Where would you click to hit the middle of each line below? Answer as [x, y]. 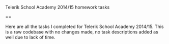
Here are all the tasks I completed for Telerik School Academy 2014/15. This [84, 26]
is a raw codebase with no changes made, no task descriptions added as [82, 32]
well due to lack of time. [30, 37]
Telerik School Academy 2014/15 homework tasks [58, 7]
